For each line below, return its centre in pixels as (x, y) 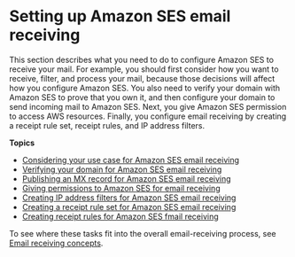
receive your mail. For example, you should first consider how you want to (144, 69)
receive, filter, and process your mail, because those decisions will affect (142, 78)
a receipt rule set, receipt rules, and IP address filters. (107, 125)
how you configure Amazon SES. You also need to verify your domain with (145, 88)
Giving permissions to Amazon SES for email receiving (121, 188)
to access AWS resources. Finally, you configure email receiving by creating (148, 116)
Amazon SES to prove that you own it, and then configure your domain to (142, 97)
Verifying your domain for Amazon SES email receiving (122, 169)
